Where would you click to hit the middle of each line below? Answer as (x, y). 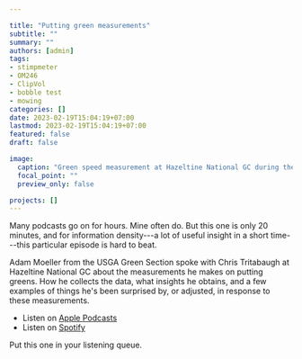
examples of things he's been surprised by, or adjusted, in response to (140, 291)
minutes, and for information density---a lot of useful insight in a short (139, 236)
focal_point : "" (48, 175)
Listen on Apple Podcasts (70, 318)
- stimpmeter (34, 67)
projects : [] (34, 200)
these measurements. (49, 301)
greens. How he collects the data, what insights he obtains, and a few (138, 282)
